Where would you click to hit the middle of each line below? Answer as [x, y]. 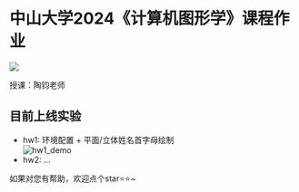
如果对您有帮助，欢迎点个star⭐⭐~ [73, 178]
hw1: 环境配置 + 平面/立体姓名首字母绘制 [98, 139]
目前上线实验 [45, 116]
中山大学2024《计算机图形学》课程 [142, 19]
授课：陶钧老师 [37, 85]
